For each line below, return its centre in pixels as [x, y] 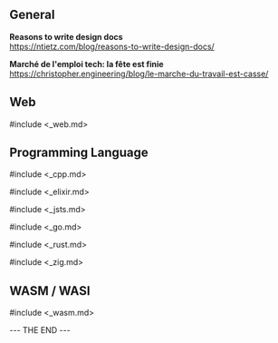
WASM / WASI [50, 291]
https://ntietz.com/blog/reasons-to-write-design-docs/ [112, 46]
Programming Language [79, 153]
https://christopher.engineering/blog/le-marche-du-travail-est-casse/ [139, 73]
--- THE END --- [40, 330]
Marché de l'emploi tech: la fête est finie [87, 64]
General [33, 15]
